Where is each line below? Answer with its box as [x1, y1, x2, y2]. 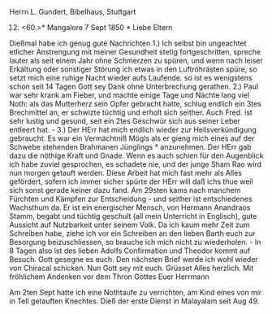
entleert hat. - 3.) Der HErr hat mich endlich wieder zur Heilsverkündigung [9, 125, 257, 134]
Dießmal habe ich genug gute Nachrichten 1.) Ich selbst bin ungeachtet [9, 38, 247, 48]
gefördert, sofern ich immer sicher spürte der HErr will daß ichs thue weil [9, 177, 254, 186]
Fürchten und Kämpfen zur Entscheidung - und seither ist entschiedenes [9, 194, 253, 203]
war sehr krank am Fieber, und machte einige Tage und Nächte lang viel [9, 90, 250, 100]
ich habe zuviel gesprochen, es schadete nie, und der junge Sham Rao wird [9, 159, 262, 169]
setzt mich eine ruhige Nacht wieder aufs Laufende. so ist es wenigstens [9, 73, 253, 82]
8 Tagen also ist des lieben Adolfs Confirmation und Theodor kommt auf [9, 246, 251, 255]
